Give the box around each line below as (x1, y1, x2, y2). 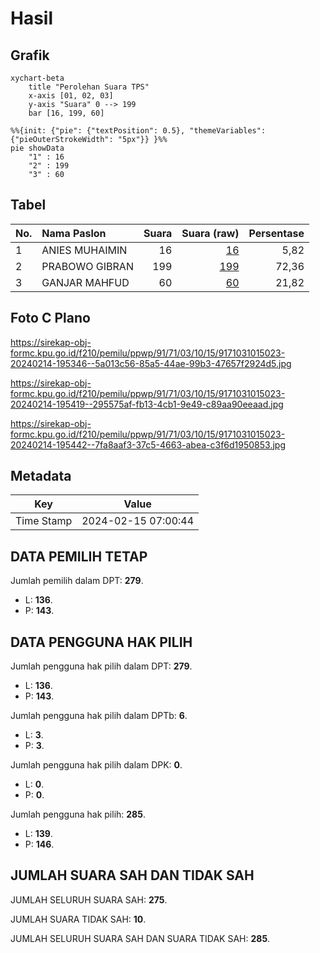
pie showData (10, 143, 65, 153)
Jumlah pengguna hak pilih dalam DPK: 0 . (10, 759, 183, 771)
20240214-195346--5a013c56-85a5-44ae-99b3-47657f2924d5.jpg (10, 357, 292, 369)
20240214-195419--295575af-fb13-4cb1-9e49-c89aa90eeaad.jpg (10, 398, 284, 410)
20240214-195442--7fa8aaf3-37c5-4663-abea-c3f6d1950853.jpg (10, 438, 287, 451)
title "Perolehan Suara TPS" (28, 82, 150, 92)
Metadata (10, 468, 72, 485)
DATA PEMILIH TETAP (10, 548, 148, 565)
